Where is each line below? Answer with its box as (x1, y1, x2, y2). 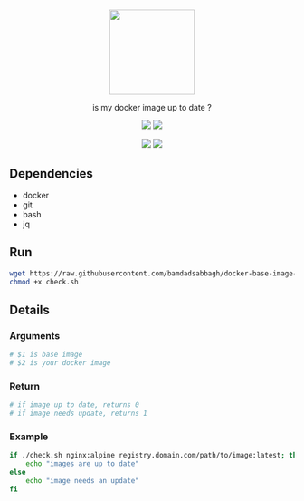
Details (9, 302, 50, 317)
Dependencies (9, 166, 93, 181)
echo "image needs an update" (25, 476, 140, 485)
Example (9, 430, 49, 443)
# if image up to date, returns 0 (9, 400, 140, 409)
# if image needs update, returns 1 (9, 409, 147, 419)
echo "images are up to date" (25, 459, 140, 468)
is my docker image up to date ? (91, 102, 213, 113)
